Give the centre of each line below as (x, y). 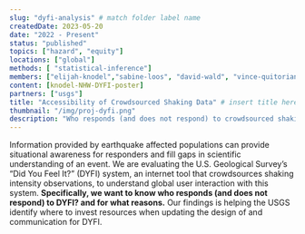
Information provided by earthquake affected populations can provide (139, 145)
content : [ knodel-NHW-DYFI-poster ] (77, 85)
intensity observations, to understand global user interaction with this (139, 183)
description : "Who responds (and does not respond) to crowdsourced (142, 119)
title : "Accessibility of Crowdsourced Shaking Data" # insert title (144, 102)
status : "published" (49, 43)
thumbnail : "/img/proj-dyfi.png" (73, 111)
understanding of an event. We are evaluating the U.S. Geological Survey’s (148, 164)
